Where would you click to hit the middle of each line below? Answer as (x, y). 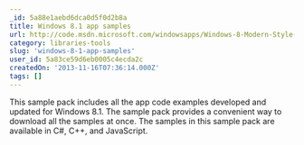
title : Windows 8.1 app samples (70, 26)
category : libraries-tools (60, 43)
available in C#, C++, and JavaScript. (79, 131)
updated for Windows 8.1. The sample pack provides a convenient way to (146, 111)
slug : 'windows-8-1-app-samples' (72, 51)
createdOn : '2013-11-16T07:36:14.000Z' (85, 68)
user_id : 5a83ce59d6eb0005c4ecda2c (76, 59)
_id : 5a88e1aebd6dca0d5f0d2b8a (68, 18)
